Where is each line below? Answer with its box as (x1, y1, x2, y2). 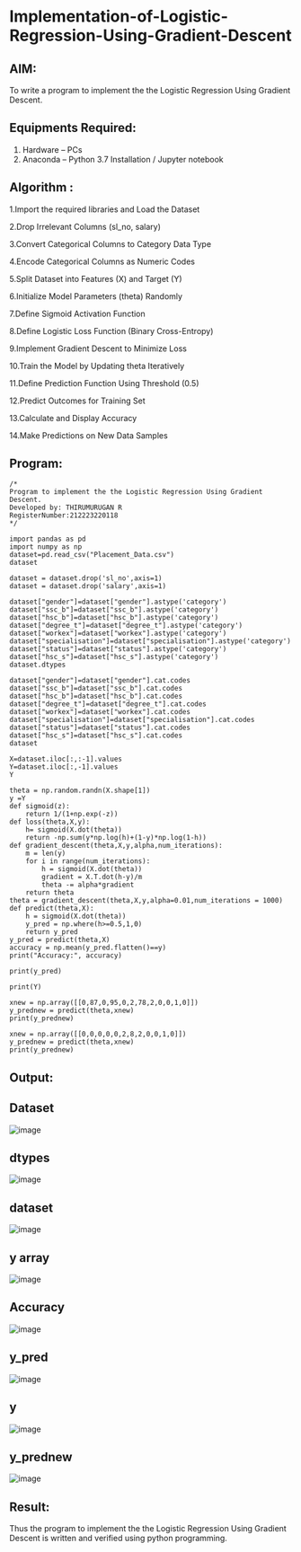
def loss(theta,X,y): (9, 817, 91, 827)
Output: (9, 1070, 54, 1085)
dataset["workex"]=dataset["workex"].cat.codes (9, 708, 191, 717)
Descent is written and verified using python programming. (9, 1533, 227, 1544)
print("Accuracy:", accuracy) (9, 951, 123, 960)
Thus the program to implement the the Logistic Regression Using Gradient (9, 1523, 288, 1534)
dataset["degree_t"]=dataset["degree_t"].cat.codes (9, 700, 207, 709)
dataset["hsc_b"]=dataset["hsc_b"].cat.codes (9, 692, 182, 701)
